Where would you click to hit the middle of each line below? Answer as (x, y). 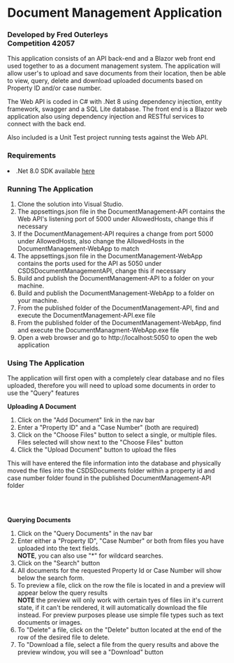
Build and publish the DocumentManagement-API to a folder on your (116, 278)
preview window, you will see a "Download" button (90, 652)
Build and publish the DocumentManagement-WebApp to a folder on (116, 293)
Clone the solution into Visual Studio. (70, 204)
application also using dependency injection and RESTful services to (106, 117)
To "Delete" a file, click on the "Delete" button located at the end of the (119, 630)
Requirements (32, 156)
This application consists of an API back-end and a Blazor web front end (111, 59)
